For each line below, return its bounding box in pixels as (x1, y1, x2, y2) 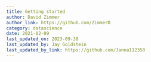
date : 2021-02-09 (6, 31, 50, 37)
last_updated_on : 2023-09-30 (6, 36, 79, 42)
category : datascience (6, 25, 63, 31)
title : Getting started (6, 8, 66, 15)
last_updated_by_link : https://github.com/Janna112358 (6, 47, 146, 53)
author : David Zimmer (6, 14, 60, 20)
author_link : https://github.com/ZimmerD (6, 19, 111, 25)
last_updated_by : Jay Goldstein (6, 42, 87, 48)
